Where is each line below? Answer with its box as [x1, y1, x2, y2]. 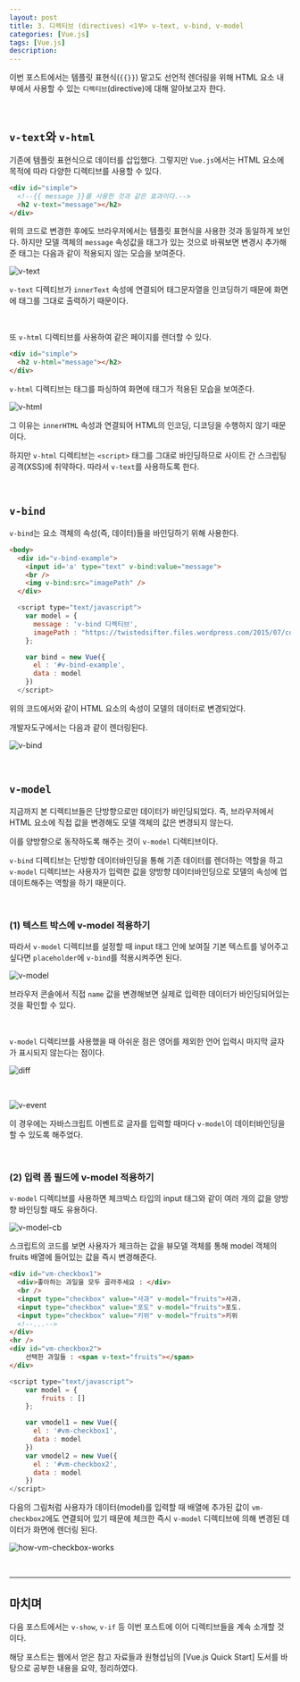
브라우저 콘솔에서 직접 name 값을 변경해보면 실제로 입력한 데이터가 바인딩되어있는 [9, 988, 290, 999]
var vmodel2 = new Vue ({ [25, 1451, 118, 1460]
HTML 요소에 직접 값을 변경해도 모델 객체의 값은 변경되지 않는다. [9, 817, 234, 828]
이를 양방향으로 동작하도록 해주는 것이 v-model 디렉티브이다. [9, 836, 219, 846]
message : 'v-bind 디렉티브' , [32, 619, 138, 628]
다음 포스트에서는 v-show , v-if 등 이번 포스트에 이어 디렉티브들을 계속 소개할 [9, 1621, 275, 1632]
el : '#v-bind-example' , [32, 660, 126, 670]
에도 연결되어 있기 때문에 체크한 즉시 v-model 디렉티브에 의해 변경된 [45, 1513, 280, 1524]
